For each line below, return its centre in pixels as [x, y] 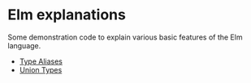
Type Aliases [41, 61]
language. [24, 45]
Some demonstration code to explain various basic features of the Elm [125, 37]
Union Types [41, 69]
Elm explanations [67, 15]
